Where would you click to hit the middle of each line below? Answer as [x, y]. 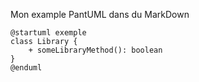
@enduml [26, 68]
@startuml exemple [48, 33]
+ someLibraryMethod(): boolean [95, 50]
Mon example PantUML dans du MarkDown [100, 14]
